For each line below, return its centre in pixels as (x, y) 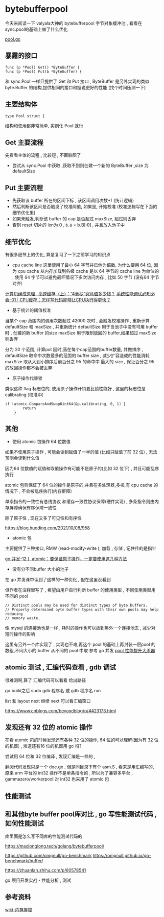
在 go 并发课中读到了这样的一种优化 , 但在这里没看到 (58, 579)
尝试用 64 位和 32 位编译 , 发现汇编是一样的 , (50, 756)
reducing (14, 614)
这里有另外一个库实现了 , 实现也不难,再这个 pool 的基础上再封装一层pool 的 (80, 644)
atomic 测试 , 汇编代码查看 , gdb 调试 (61, 668)
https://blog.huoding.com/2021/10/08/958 (47, 528)
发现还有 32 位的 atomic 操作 (49, 727)
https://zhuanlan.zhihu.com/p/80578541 (46, 870)
